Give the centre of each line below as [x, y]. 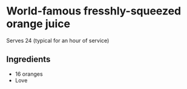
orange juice [38, 24]
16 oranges [29, 74]
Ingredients [28, 59]
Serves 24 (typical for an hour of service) [58, 40]
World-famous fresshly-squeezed [94, 11]
